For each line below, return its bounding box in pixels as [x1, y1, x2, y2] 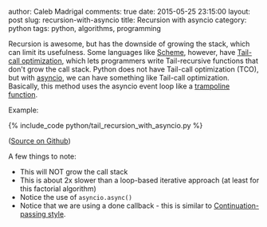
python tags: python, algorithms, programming [8, 24, 162, 33]
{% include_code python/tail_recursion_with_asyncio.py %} [8, 121, 203, 130]
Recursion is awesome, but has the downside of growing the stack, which [8, 39, 250, 49]
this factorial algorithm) [19, 184, 97, 194]
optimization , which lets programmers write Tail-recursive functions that [21, 56, 259, 65]
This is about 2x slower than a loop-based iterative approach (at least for [19, 175, 260, 185]
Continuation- [214, 201, 260, 210]
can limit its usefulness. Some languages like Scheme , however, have [8, 48, 236, 57]
